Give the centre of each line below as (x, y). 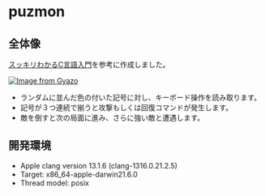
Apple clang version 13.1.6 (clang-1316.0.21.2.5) (99, 165)
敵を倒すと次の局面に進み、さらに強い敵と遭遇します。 (112, 117)
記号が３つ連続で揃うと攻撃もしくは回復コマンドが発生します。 (126, 107)
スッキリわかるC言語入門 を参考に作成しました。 (89, 64)
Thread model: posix (54, 183)
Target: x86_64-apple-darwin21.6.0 (79, 174)
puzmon (37, 12)
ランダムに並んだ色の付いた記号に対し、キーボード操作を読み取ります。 (141, 97)
